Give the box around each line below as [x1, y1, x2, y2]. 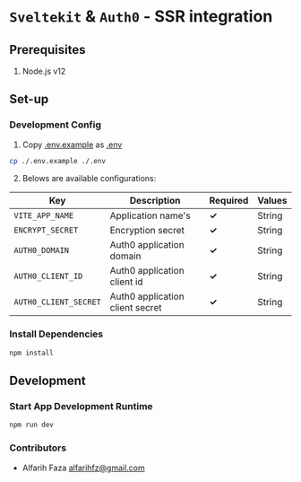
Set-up [9, 92, 49, 107]
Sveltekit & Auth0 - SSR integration [9, 6, 273, 27]
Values [256, 194, 288, 206]
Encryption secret [109, 223, 185, 236]
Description [129, 194, 181, 206]
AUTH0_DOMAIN [13, 245, 70, 255]
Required [209, 194, 249, 206]
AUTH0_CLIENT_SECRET [13, 296, 101, 307]
